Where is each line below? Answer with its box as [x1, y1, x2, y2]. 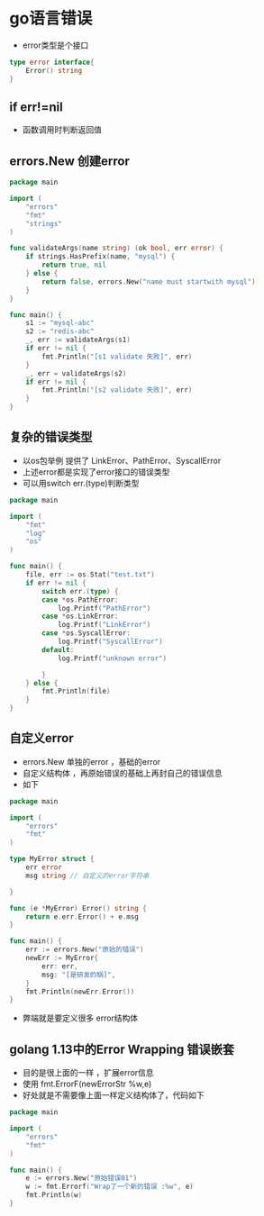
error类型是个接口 [22, 40, 89, 50]
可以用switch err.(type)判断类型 [22, 477, 140, 488]
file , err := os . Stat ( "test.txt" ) [25, 570, 155, 579]
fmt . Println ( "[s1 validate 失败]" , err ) [41, 352, 193, 361]
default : [41, 645, 75, 654]
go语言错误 [9, 8, 93, 29]
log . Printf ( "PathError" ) [57, 603, 151, 613]
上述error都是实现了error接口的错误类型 [22, 466, 170, 477]
